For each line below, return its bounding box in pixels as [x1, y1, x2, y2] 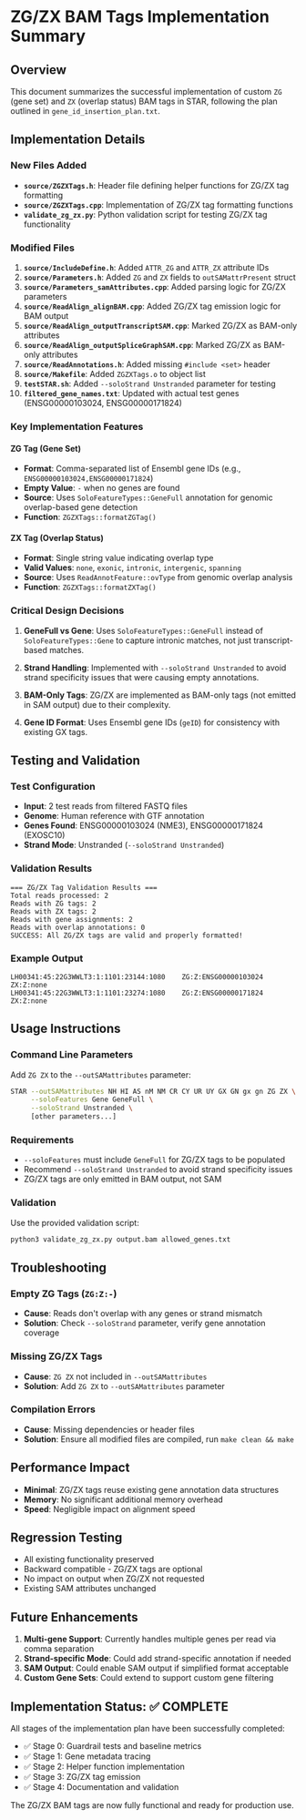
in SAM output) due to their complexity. [23, 699, 171, 710]
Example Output [10, 952, 84, 965]
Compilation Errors [10, 1403, 97, 1416]
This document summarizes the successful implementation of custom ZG [10, 87, 282, 97]
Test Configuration [10, 780, 96, 792]
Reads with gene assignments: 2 [10, 915, 133, 924]
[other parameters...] [30, 1112, 117, 1121]
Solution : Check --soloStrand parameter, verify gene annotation [23, 1318, 267, 1329]
